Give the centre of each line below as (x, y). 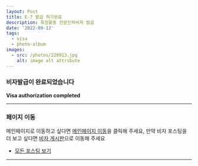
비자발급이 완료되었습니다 (40, 82)
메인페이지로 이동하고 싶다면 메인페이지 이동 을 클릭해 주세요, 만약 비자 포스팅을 (97, 131)
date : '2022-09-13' (30, 28)
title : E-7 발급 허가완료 (34, 17)
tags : (13, 33)
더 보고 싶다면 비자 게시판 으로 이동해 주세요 (56, 138)
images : (16, 50)
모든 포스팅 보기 (33, 151)
